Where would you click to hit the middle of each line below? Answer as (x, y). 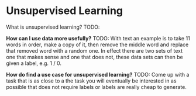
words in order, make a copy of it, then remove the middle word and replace (97, 44)
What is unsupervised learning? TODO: (53, 27)
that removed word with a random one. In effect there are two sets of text (94, 50)
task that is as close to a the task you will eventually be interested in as (91, 81)
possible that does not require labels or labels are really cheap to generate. (97, 87)
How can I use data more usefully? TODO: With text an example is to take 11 (98, 38)
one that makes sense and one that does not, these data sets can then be (94, 57)
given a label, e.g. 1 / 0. (34, 63)
